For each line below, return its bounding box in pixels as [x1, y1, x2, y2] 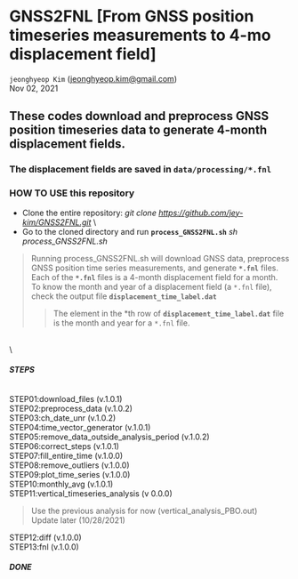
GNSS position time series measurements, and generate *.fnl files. [30, 262, 278, 273]
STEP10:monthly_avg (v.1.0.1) [9, 478, 114, 489]
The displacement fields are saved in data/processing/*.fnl [9, 163, 272, 175]
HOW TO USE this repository [9, 187, 135, 199]
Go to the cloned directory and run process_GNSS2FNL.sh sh [21, 226, 238, 237]
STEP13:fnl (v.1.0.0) [9, 541, 80, 552]
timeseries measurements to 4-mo [9, 25, 271, 45]
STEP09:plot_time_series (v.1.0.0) [9, 469, 131, 479]
